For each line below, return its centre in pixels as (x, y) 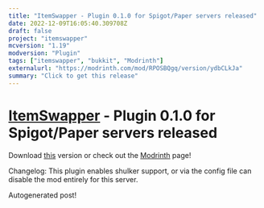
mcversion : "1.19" (39, 46)
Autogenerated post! (43, 195)
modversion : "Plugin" (45, 53)
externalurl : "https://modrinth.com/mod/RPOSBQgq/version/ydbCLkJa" (126, 69)
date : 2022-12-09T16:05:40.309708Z (68, 23)
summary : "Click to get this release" (73, 76)
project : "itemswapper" (48, 38)
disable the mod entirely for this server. (73, 179)
